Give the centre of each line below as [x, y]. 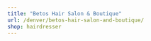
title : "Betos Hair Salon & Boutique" [65, 14]
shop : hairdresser [34, 26]
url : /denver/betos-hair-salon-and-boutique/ [75, 20]
